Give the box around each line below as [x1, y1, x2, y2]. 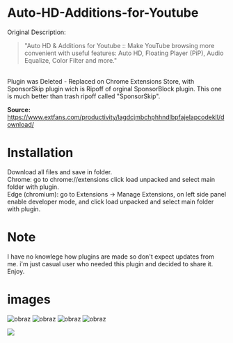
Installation [7, 145, 74, 161]
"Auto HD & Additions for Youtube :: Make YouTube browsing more [24, 41, 215, 49]
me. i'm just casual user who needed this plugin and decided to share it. [7, 259, 214, 268]
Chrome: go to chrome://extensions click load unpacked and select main [7, 175, 216, 183]
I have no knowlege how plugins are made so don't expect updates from [7, 252, 214, 261]
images [7, 291, 51, 307]
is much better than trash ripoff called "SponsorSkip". [7, 92, 161, 100]
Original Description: [7, 28, 66, 36]
